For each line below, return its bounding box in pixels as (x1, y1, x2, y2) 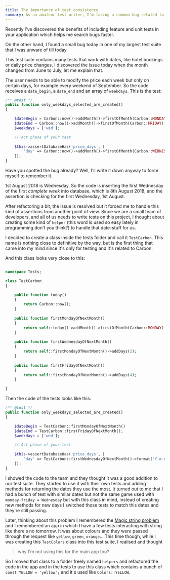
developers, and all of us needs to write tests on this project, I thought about (5, 214, 164, 220)
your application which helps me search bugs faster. (5, 31, 115, 37)
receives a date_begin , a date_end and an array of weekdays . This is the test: (5, 88, 162, 94)
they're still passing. (5, 507, 47, 513)
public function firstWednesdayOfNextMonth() (14, 339, 112, 344)
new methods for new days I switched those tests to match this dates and (5, 502, 159, 508)
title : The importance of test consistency (5, 7, 99, 13)
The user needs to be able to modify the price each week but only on (5, 77, 149, 83)
